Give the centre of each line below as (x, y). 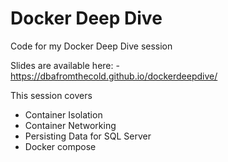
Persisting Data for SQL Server (88, 136)
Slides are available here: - (65, 65)
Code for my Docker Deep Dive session (91, 46)
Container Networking (70, 125)
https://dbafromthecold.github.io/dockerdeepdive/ (114, 76)
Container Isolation (63, 114)
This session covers (51, 95)
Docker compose (60, 146)
